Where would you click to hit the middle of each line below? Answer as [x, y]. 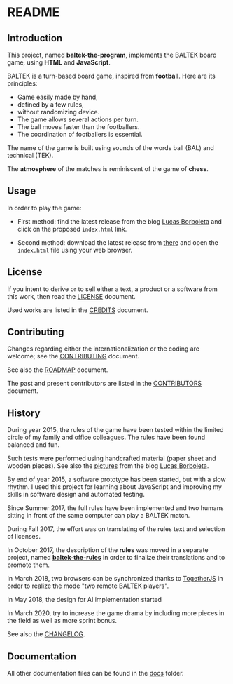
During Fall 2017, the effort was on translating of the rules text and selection [116, 529]
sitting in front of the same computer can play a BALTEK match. [99, 516]
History [24, 413]
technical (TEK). [30, 155]
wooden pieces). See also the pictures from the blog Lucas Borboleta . [108, 466]
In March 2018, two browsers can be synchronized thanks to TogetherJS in [115, 579]
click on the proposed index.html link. [72, 229]
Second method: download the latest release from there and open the [118, 242]
